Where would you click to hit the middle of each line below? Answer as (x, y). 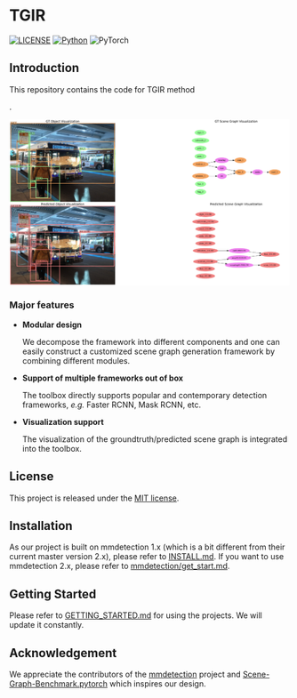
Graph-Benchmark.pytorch (59, 684)
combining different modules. (76, 360)
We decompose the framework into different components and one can (151, 341)
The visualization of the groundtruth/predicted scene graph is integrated (154, 439)
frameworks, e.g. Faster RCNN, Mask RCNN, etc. (112, 405)
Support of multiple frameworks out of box (103, 378)
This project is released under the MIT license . (94, 498)
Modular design (52, 325)
